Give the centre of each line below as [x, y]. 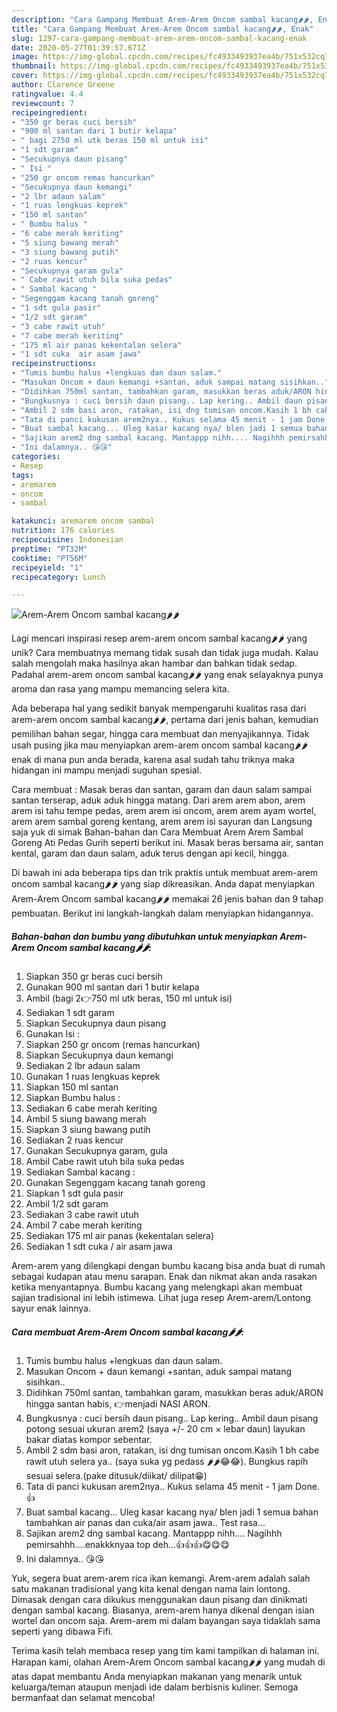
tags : [22, 475]
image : [25, 57]
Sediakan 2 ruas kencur [74, 1140]
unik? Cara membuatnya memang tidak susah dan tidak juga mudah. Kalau [165, 653]
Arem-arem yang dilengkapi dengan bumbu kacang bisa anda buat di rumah [168, 1266]
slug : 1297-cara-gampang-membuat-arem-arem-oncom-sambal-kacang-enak [159, 38]
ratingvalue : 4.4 [47, 94]
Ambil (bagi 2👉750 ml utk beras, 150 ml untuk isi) [129, 998]
